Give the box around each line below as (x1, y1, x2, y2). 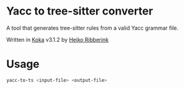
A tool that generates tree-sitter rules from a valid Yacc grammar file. (6, 24, 179, 31)
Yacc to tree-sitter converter (6, 4, 154, 18)
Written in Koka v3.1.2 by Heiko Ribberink (6, 36, 109, 43)
